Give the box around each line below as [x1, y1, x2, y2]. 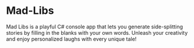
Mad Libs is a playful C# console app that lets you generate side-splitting [6, 23, 183, 30]
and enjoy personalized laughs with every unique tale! [6, 35, 137, 42]
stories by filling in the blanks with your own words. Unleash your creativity [6, 29, 188, 36]
